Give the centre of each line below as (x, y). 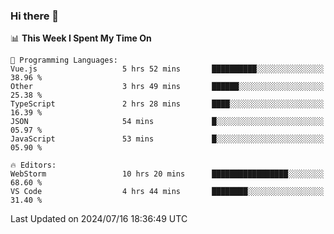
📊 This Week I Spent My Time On (81, 38)
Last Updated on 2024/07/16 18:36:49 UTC (99, 219)
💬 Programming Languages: (64, 60)
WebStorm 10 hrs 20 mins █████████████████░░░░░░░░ (167, 174)
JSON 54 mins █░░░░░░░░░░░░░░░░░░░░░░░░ (167, 122)
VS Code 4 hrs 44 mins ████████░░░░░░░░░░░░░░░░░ (167, 192)
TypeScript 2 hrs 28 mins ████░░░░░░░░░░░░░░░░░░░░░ (167, 104)
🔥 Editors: (33, 165)
